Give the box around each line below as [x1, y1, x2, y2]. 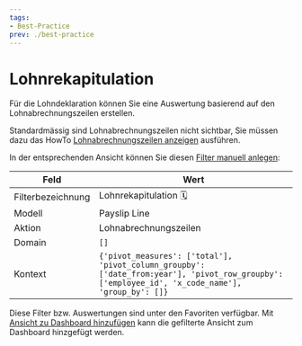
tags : [9, 13, 30, 22]
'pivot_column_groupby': [98, 260, 205, 271]
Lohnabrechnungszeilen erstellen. [9, 108, 136, 119]
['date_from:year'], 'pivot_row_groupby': [98, 269, 283, 279]
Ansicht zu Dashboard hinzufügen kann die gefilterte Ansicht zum [9, 317, 253, 328]
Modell [13, 208, 43, 220]
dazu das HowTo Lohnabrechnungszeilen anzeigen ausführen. [9, 135, 241, 146]
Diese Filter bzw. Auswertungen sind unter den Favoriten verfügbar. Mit [9, 307, 274, 319]
